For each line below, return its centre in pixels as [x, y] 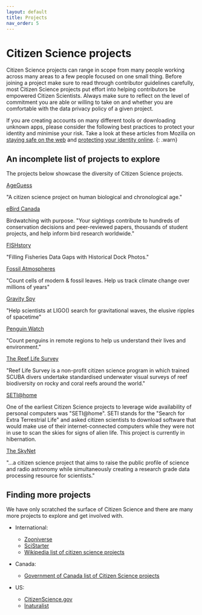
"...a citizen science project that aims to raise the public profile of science [98, 463]
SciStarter [37, 545]
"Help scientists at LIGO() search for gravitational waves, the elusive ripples [100, 311]
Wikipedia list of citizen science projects [74, 552]
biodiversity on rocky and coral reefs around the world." [76, 384]
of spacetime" [24, 317]
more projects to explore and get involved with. [65, 515]
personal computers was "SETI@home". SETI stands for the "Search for [96, 413]
